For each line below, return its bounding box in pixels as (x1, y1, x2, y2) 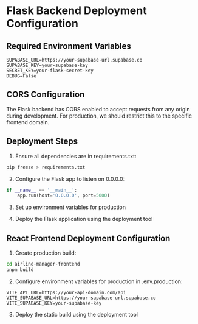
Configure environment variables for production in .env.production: (15, 278, 183, 285)
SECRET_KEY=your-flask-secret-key (6, 68, 94, 74)
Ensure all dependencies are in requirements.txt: (15, 152, 137, 160)
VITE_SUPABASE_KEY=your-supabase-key (6, 300, 102, 306)
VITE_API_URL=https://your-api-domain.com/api (6, 289, 126, 295)
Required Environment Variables (6, 41, 132, 51)
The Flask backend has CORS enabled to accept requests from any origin (6, 105, 190, 113)
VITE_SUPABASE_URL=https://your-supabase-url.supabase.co (6, 295, 156, 301)
